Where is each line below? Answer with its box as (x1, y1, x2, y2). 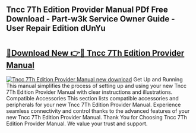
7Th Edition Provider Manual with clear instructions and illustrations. (6, 88, 173, 96)
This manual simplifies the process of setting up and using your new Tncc (6, 83, 187, 89)
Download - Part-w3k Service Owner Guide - (6, 14, 175, 24)
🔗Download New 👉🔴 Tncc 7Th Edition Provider (6, 47, 185, 58)
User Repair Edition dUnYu (6, 23, 106, 33)
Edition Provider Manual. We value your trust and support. (6, 120, 148, 127)
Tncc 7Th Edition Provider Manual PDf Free (6, 5, 168, 15)
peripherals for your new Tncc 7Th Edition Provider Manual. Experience (6, 101, 181, 108)
